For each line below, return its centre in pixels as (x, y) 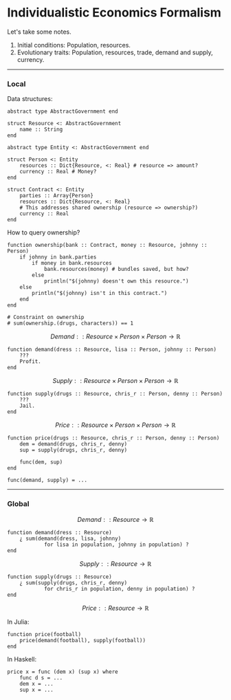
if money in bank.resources (72, 263)
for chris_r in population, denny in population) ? (119, 589)
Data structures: (30, 99)
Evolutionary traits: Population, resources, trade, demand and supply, (115, 52)
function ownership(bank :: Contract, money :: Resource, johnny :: (107, 245)
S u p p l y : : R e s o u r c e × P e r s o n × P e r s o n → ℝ (115, 381)
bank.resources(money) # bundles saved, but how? (116, 270)
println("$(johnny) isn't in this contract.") (100, 294)
